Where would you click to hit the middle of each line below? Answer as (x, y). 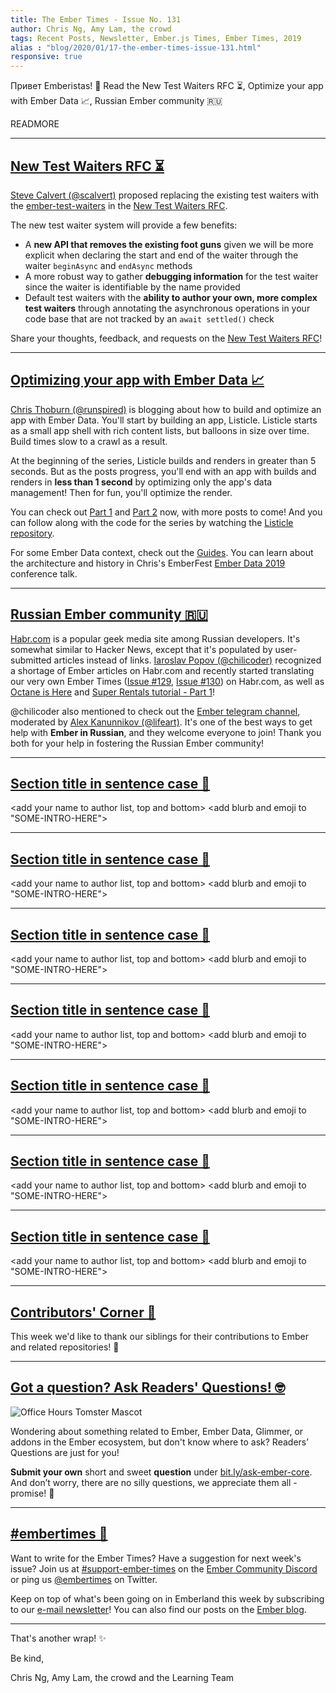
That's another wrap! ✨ (58, 1638)
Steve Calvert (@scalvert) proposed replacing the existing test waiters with (165, 195)
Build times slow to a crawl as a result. (89, 441)
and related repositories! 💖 (65, 1347)
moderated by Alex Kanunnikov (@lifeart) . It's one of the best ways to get (161, 722)
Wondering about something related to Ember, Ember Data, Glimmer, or (157, 1431)
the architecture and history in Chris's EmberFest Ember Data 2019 (148, 563)
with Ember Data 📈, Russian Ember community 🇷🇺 (116, 101)
